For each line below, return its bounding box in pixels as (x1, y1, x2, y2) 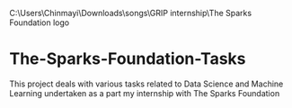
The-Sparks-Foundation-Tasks (9, 49, 246, 69)
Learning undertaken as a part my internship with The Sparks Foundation (9, 87, 280, 98)
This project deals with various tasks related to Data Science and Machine (9, 78, 284, 89)
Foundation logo (9, 17, 70, 28)
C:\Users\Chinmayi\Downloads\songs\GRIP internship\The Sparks (9, 8, 252, 18)
